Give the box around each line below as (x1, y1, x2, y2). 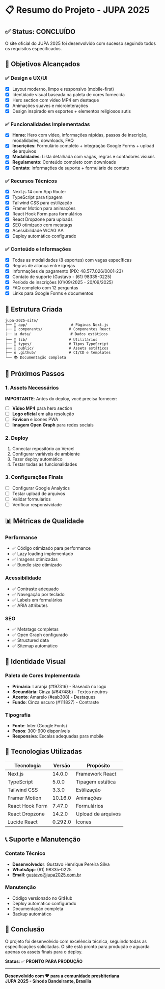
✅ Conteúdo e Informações (5, 246, 71, 252)
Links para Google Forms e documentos (12, 290, 93, 296)
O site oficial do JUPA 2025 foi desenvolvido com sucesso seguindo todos (5, 40, 156, 46)
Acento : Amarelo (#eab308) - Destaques (12, 694, 96, 700)
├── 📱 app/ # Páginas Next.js (5, 322, 109, 327)
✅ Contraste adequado (12, 586, 59, 592)
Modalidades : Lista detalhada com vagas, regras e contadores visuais (12, 154, 155, 160)
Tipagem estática (76, 778, 116, 785)
